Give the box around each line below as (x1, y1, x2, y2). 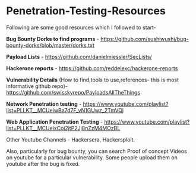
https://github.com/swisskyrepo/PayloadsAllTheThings (6, 89, 141, 96)
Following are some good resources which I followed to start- (6, 24, 156, 31)
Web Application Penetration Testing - (6, 118, 103, 125)
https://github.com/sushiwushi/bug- (100, 35, 189, 42)
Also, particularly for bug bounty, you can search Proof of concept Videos (6, 147, 187, 155)
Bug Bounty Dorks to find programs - (6, 35, 99, 42)
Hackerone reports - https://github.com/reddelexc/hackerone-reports (6, 64, 178, 72)
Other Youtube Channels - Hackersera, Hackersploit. (6, 136, 135, 143)
